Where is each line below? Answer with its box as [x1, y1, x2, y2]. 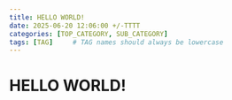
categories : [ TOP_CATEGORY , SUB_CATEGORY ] [9, 29, 168, 38]
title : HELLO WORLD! [9, 12, 86, 22]
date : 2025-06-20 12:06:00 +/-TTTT [9, 21, 141, 30]
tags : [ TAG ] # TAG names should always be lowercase [9, 37, 224, 47]
